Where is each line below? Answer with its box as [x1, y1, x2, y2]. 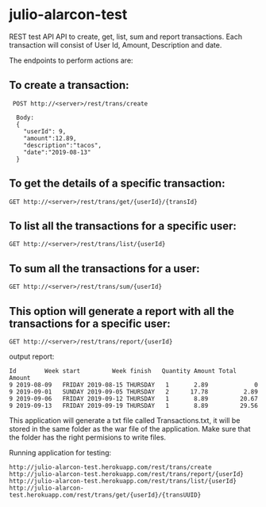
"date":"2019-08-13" [23, 148, 91, 156]
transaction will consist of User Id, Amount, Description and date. [9, 40, 222, 49]
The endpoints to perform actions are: [9, 56, 133, 65]
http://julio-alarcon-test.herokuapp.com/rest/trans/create [9, 463, 213, 471]
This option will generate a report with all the [9, 304, 235, 318]
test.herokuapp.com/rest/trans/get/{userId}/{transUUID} [9, 491, 202, 499]
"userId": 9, [23, 127, 67, 136]
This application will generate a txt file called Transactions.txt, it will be [9, 416, 241, 425]
